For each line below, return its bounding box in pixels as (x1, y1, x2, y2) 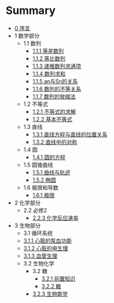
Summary (5, 4, 55, 18)
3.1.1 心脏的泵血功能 (23, 237, 72, 244)
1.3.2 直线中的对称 (32, 138, 78, 146)
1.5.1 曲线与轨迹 (32, 168, 71, 176)
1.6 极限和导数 (23, 183, 59, 191)
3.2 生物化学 (23, 259, 55, 267)
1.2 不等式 (23, 100, 48, 107)
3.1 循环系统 (23, 229, 53, 237)
